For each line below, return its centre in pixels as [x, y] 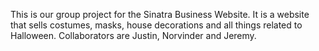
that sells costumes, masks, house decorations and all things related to [156, 25]
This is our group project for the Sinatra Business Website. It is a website [160, 14]
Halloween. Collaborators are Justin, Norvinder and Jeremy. [133, 35]
